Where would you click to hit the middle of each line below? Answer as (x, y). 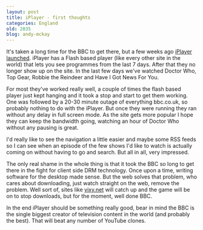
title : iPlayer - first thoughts (48, 18)
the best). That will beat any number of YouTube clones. (76, 221)
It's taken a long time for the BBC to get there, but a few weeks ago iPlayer (99, 51)
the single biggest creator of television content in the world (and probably (98, 214)
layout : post (23, 12)
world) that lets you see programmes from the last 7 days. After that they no (101, 65)
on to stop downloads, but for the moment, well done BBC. (79, 196)
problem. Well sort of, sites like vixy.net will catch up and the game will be (98, 190)
